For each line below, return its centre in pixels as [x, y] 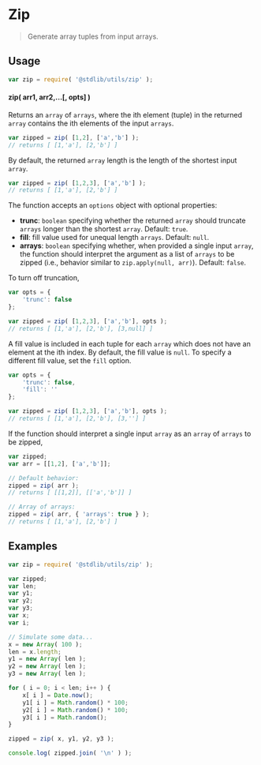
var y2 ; [21, 601]
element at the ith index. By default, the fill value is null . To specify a [120, 352]
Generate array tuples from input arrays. [93, 36]
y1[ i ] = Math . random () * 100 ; [75, 703]
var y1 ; [21, 594]
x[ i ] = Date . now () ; [58, 695]
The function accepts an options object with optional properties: [113, 205]
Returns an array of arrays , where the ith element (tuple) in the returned [125, 114]
